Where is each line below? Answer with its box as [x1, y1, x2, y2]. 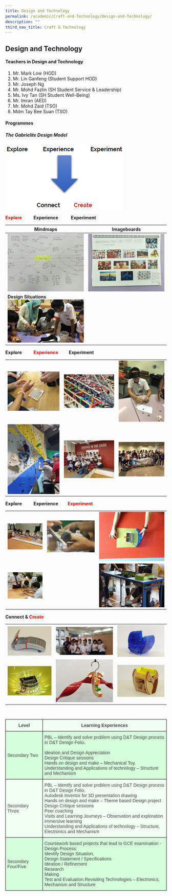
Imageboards [112, 226, 141, 232]
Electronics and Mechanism [44, 829, 100, 834]
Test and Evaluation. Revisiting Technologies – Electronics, [44, 876, 160, 882]
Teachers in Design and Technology [5, 59, 83, 65]
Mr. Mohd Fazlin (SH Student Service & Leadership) [12, 86, 122, 93]
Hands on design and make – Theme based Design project [44, 798, 161, 803]
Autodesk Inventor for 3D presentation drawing [44, 793, 137, 798]
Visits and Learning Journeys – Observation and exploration [44, 813, 163, 819]
